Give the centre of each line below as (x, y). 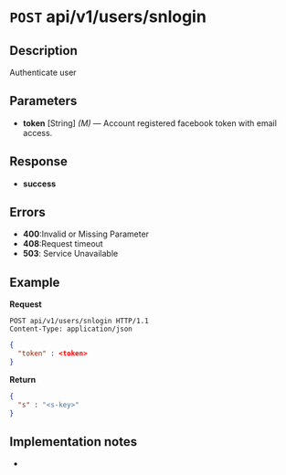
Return (23, 379)
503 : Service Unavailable (70, 254)
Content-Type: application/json (71, 329)
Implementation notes (74, 442)
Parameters (43, 101)
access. (37, 132)
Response (39, 162)
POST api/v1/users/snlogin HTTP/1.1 (79, 322)
